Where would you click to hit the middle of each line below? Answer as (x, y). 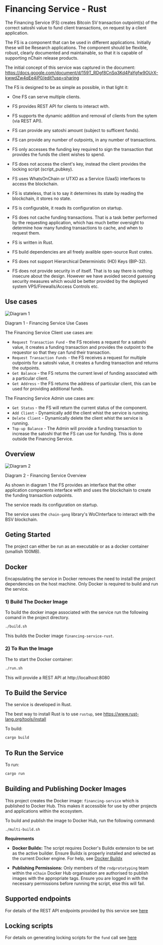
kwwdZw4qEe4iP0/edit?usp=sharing (42, 78)
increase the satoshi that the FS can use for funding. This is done (77, 433)
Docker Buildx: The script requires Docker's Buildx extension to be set (83, 848)
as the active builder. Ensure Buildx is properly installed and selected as (84, 853)
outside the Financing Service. (43, 439)
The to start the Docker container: (39, 659)
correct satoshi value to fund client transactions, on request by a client (76, 27)
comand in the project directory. (37, 618)
